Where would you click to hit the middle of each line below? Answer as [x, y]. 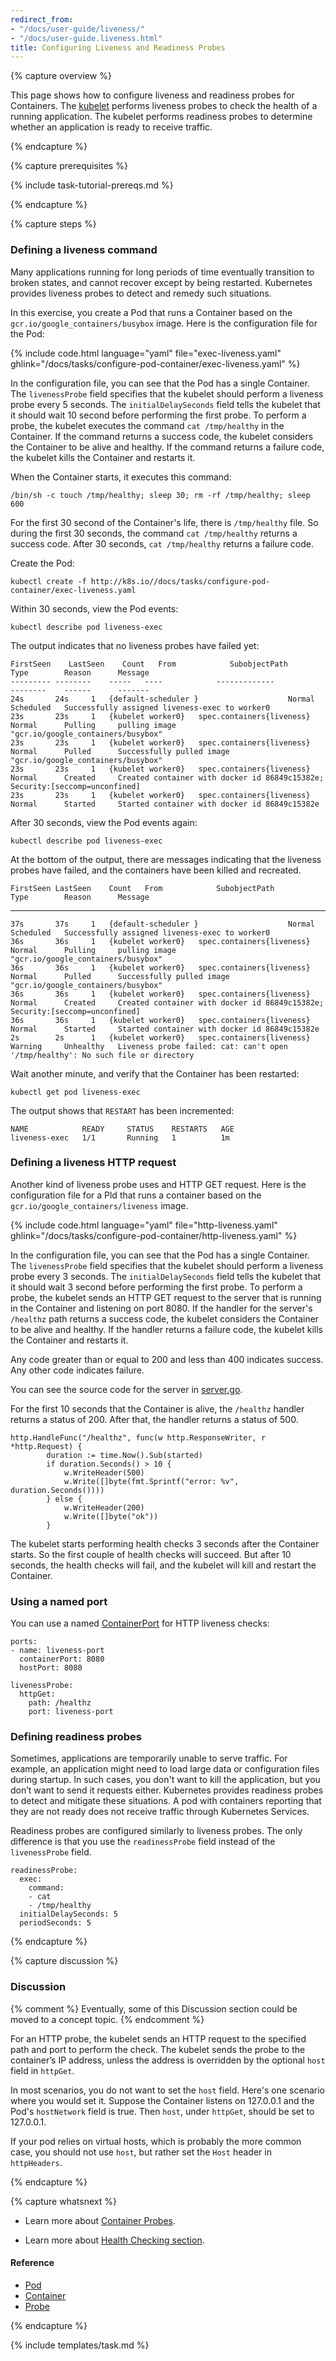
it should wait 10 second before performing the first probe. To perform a [158, 415]
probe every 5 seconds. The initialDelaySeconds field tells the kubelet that [165, 404]
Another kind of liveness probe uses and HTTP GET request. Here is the [158, 1184]
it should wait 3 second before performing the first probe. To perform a [156, 1287]
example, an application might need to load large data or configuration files [165, 1769]
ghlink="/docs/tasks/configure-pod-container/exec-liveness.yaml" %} [155, 363]
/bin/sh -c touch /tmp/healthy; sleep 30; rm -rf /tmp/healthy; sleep [160, 495]
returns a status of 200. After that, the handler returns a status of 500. [154, 1419]
